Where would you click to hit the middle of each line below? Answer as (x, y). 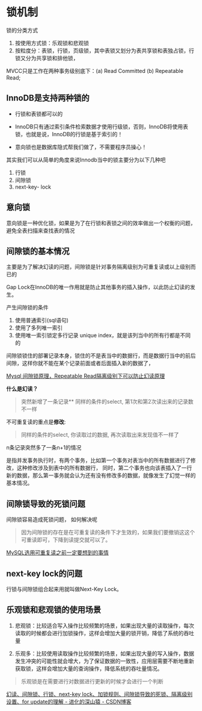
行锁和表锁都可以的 (39, 114)
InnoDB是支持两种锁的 (48, 98)
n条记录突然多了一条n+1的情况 (44, 448)
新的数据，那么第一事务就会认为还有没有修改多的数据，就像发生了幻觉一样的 (101, 475)
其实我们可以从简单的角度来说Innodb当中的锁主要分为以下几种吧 (86, 160)
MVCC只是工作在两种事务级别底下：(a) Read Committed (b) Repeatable (95, 70)
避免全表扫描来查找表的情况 (41, 230)
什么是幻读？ (22, 389)
